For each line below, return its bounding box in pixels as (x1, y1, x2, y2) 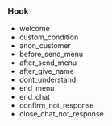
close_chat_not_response (19, 109, 104, 119)
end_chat (19, 92, 50, 102)
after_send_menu (19, 58, 77, 67)
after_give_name (19, 67, 74, 76)
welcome (19, 24, 50, 34)
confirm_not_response (19, 100, 94, 110)
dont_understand (19, 75, 77, 85)
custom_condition (19, 32, 79, 42)
